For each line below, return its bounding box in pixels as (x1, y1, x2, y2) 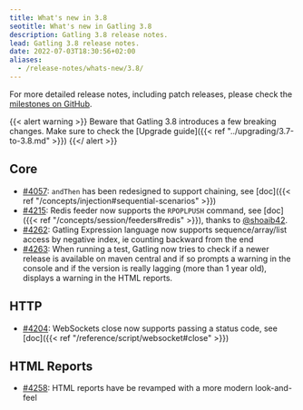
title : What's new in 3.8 (9, 13, 107, 23)
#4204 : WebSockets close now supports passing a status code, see (22, 323, 279, 334)
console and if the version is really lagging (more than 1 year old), (22, 262, 268, 273)
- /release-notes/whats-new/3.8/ (17, 64, 144, 73)
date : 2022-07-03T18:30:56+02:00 (9, 47, 136, 56)
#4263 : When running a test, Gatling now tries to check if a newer (22, 243, 269, 254)
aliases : (9, 55, 43, 64)
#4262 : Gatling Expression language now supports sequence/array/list (22, 224, 288, 235)
